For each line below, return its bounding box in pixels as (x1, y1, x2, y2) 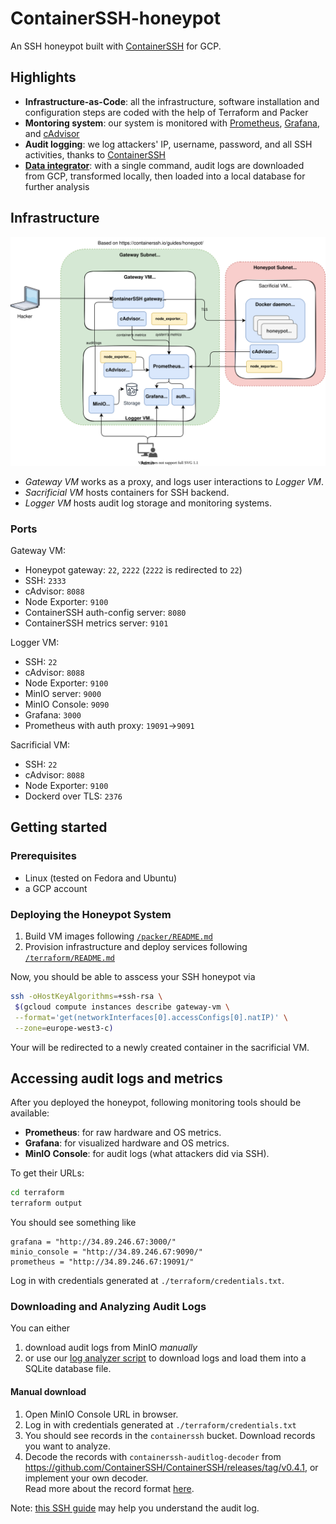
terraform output (10, 1198, 83, 1209)
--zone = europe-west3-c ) (14, 1023, 114, 1033)
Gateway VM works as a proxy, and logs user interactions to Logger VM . (24, 475, 325, 487)
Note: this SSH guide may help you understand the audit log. (10, 1502, 260, 1514)
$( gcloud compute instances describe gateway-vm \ (14, 1002, 230, 1012)
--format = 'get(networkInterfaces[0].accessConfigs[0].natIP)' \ (14, 1012, 288, 1022)
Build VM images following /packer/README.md (24, 930, 213, 942)
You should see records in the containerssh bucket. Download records (24, 1429, 316, 1441)
